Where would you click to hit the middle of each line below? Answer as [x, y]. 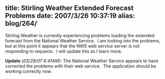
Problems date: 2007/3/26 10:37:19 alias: [70, 16]
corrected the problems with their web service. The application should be [81, 66]
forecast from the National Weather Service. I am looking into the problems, [83, 40]
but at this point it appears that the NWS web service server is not [72, 46]
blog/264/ [21, 23]
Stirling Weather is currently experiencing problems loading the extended [80, 35]
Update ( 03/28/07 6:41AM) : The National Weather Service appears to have [82, 61]
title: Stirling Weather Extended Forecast [69, 8]
